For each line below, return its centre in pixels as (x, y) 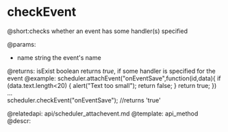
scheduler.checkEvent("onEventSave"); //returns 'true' (84, 100)
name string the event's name (59, 57)
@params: (22, 44)
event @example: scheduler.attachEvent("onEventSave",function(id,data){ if (114, 78)
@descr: (19, 120)
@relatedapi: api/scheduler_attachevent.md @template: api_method (103, 113)
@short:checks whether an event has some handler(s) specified (98, 31)
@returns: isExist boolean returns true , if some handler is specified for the (111, 71)
